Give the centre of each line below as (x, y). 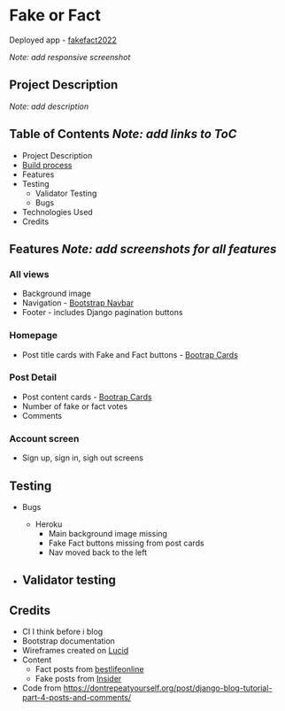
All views (29, 274)
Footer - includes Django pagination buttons (102, 313)
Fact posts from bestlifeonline (89, 669)
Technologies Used (57, 212)
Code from (42, 688)
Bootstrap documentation (68, 641)
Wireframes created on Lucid (75, 651)
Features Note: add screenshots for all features (143, 249)
